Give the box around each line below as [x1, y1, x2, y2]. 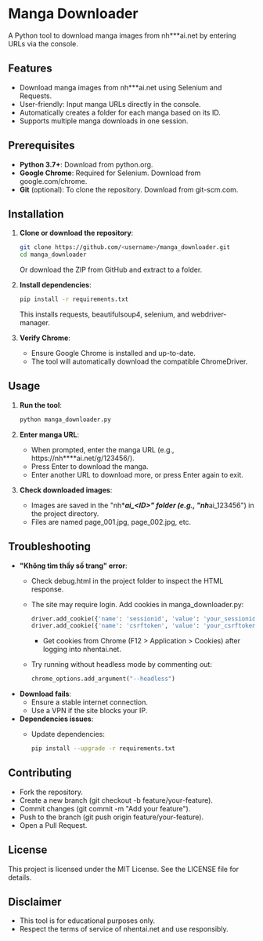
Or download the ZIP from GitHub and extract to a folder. [19, 265, 203, 275]
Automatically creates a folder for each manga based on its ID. [19, 108, 221, 117]
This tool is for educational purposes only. [19, 916, 155, 925]
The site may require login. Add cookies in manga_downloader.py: [31, 599, 244, 609]
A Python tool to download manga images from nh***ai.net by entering [8, 31, 236, 40]
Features [8, 62, 52, 75]
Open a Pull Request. [19, 820, 88, 829]
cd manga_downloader [19, 251, 87, 259]
